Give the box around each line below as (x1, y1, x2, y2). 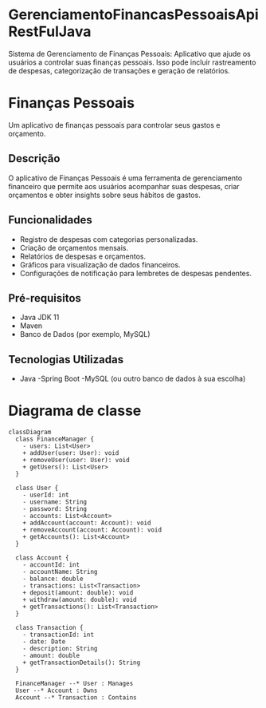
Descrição (8, 152, 61, 165)
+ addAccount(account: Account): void (22, 519, 151, 528)
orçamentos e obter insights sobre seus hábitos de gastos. (8, 190, 201, 200)
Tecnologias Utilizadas (8, 353, 124, 366)
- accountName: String (22, 568, 98, 576)
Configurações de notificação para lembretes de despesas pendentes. (19, 268, 252, 278)
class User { (15, 485, 59, 492)
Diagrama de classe (8, 401, 142, 420)
